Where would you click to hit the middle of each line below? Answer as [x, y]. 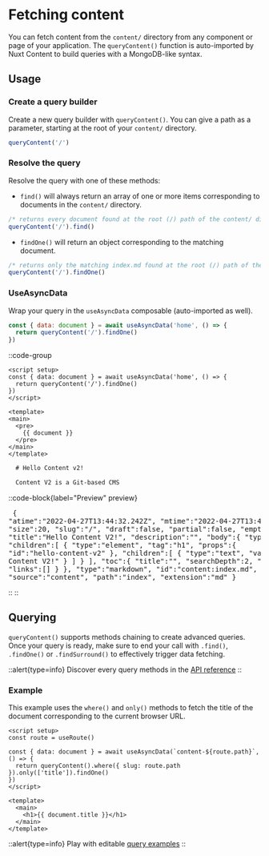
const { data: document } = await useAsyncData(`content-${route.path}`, [134, 752]
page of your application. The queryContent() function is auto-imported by [131, 45]
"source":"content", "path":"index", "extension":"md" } [122, 577]
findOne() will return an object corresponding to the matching [122, 242]
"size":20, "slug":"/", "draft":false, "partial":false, [122, 529]
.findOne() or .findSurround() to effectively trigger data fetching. [117, 653]
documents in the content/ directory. [81, 204]
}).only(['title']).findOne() [59, 773]
